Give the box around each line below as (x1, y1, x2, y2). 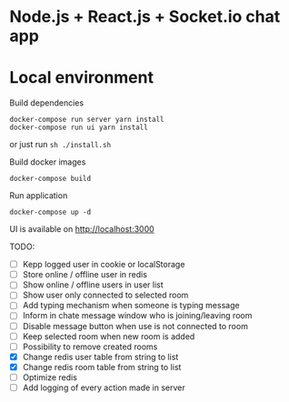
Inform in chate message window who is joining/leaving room (22, 310, 253, 321)
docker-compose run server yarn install (9, 116, 165, 125)
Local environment (9, 67, 154, 88)
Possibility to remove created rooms (22, 341, 158, 352)
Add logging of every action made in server (22, 382, 186, 393)
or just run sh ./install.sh (9, 139, 112, 150)
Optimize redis (22, 371, 77, 383)
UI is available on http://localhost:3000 (9, 224, 154, 235)
